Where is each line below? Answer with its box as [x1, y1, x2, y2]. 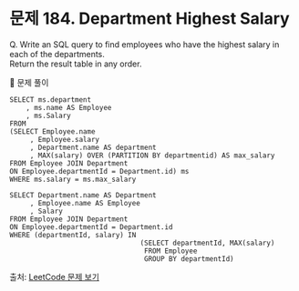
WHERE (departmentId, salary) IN [9, 230, 137, 239]
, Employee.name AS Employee [29, 198, 141, 207]
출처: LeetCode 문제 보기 [9, 271, 100, 282]
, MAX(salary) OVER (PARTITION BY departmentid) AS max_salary [29, 151, 275, 160]
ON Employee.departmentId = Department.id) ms [9, 166, 190, 176]
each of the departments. [9, 48, 105, 59]
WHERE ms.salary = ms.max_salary [9, 175, 137, 184]
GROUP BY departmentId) [144, 254, 234, 264]
